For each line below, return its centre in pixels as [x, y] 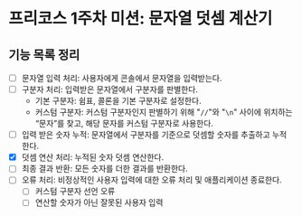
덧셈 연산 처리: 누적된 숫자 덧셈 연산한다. [93, 157]
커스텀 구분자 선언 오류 [75, 192]
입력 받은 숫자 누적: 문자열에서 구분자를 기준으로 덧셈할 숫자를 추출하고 [146, 135]
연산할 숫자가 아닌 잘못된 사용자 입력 [99, 202]
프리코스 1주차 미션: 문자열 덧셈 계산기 [141, 19]
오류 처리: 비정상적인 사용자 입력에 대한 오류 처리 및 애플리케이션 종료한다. [151, 180]
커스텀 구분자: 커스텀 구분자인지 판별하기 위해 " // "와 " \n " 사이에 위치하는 [164, 112]
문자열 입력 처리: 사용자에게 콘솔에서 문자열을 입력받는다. [122, 78]
